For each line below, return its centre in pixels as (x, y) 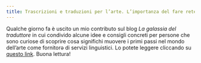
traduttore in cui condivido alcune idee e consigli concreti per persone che (98, 35)
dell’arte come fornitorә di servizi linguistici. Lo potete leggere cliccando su (99, 48)
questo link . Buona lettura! (38, 53)
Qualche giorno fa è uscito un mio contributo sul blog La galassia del (91, 29)
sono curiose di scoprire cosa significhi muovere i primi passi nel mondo (95, 41)
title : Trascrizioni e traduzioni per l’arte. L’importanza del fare (95, 12)
